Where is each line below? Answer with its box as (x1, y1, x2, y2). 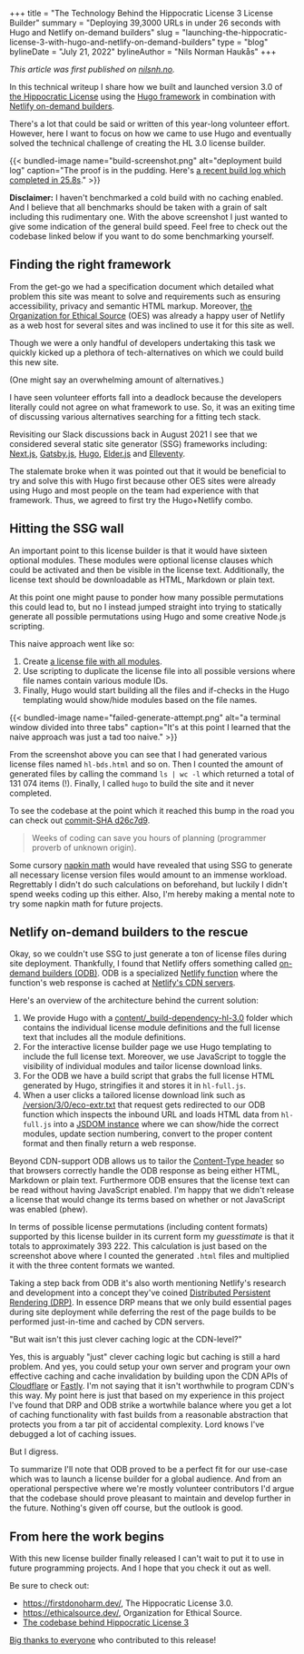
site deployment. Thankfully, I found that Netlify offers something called (9, 958, 278, 969)
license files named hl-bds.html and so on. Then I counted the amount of (9, 758, 284, 769)
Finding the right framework (9, 257, 172, 272)
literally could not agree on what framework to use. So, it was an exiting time (9, 401, 296, 412)
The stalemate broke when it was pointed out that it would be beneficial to (9, 465, 287, 476)
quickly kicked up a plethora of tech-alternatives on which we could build (9, 347, 284, 358)
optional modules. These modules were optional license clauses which (9, 554, 274, 566)
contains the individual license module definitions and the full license (22, 1022, 281, 1034)
